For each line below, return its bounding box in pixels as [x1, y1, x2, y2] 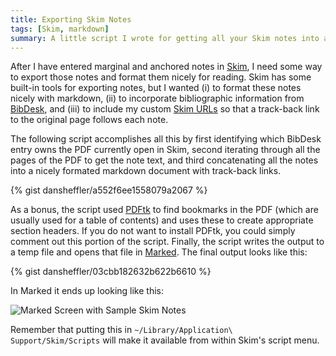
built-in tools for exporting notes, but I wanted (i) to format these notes [10, 82, 302, 94]
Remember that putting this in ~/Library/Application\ [10, 324, 233, 336]
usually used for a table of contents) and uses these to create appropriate [10, 214, 314, 226]
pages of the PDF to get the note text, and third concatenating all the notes [10, 154, 319, 166]
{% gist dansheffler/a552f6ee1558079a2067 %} [10, 184, 208, 196]
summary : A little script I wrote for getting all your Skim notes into [10, 33, 320, 43]
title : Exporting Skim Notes [10, 14, 132, 25]
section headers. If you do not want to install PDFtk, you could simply [10, 225, 296, 237]
